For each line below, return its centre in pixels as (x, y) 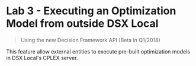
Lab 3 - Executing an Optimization (91, 11)
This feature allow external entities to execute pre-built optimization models (98, 51)
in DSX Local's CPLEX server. (42, 58)
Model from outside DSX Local (82, 23)
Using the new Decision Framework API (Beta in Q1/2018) (91, 40)
